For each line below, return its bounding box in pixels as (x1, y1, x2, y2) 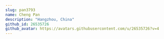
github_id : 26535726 (5, 21, 50, 27)
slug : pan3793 (5, 7, 36, 13)
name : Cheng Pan (5, 12, 40, 17)
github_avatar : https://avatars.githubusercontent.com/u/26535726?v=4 (5, 26, 159, 31)
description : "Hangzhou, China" (5, 17, 74, 22)
